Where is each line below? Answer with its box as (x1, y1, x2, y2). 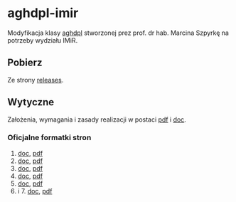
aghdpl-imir (7, 5, 79, 21)
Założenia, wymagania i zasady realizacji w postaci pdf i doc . (7, 115, 186, 124)
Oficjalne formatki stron (7, 133, 92, 143)
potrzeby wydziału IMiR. (7, 36, 78, 44)
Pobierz (7, 57, 43, 69)
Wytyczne (7, 96, 55, 108)
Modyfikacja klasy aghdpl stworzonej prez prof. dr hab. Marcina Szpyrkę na (7, 28, 230, 37)
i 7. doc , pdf (17, 186, 53, 195)
